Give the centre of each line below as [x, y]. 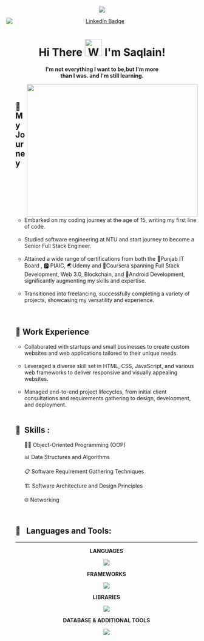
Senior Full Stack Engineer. [58, 246]
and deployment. [45, 404]
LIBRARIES [107, 597]
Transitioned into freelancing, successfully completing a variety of [107, 294]
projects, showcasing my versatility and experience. [89, 300]
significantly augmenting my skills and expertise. [85, 280]
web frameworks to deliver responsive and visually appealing [101, 372]
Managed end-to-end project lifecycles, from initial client [95, 392]
